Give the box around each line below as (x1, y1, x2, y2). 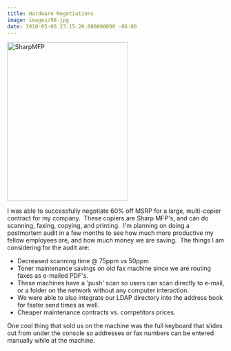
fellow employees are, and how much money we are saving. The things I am (7, 236, 224, 245)
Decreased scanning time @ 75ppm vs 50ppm (17, 257, 150, 265)
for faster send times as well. (17, 301, 100, 310)
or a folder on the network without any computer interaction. (17, 286, 190, 294)
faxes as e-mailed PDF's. (17, 272, 88, 280)
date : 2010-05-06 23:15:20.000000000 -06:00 (7, 23, 137, 30)
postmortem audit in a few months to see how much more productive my (7, 229, 214, 237)
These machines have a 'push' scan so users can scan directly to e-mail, (17, 279, 225, 287)
